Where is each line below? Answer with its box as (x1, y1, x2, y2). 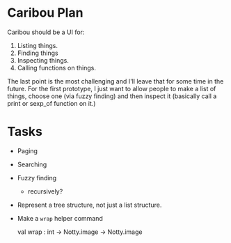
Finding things (17, 49, 58, 57)
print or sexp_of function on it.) (7, 99, 96, 107)
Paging (17, 146, 38, 155)
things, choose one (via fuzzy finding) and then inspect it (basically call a (7, 92, 217, 100)
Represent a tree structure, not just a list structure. (17, 201, 162, 209)
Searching (17, 160, 47, 168)
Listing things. (17, 41, 58, 49)
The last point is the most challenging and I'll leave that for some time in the (7, 77, 224, 85)
